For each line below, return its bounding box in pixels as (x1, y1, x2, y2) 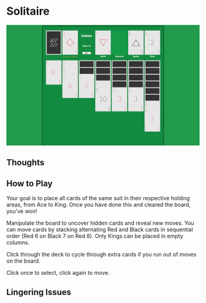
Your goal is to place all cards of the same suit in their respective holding (6, 195, 190, 202)
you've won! (6, 208, 38, 215)
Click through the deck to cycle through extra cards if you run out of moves (6, 251, 197, 258)
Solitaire (6, 4, 50, 18)
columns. (6, 239, 30, 246)
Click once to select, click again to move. (6, 269, 110, 277)
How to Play (6, 178, 53, 189)
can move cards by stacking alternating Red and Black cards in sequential (6, 226, 193, 233)
